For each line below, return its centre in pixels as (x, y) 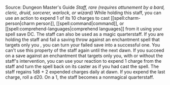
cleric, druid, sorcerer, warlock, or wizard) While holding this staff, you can (83, 13)
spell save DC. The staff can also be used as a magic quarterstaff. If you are (84, 34)
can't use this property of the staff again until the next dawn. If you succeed (85, 50)
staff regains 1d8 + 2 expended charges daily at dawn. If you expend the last (85, 72)
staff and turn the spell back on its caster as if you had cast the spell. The (82, 66)
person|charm (20, 23)
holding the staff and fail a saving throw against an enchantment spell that (82, 39)
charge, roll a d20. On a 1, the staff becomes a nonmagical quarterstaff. (80, 77)
